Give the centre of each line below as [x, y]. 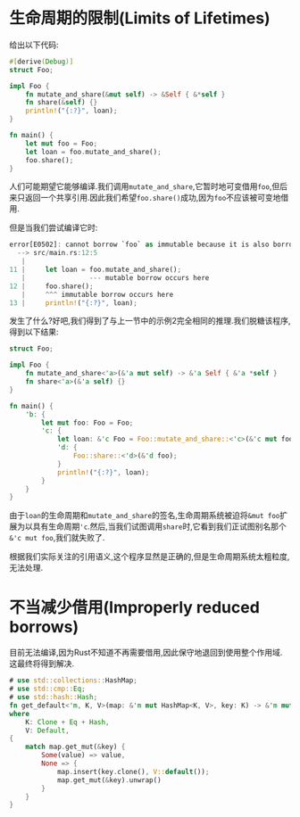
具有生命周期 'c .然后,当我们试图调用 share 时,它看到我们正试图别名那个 [160, 526]
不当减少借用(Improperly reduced [135, 607]
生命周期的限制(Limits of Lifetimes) [140, 18]
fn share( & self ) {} [62, 103]
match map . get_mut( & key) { [75, 747]
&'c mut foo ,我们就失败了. [57, 538]
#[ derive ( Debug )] [42, 62]
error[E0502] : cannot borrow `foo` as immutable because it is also [139, 245]
